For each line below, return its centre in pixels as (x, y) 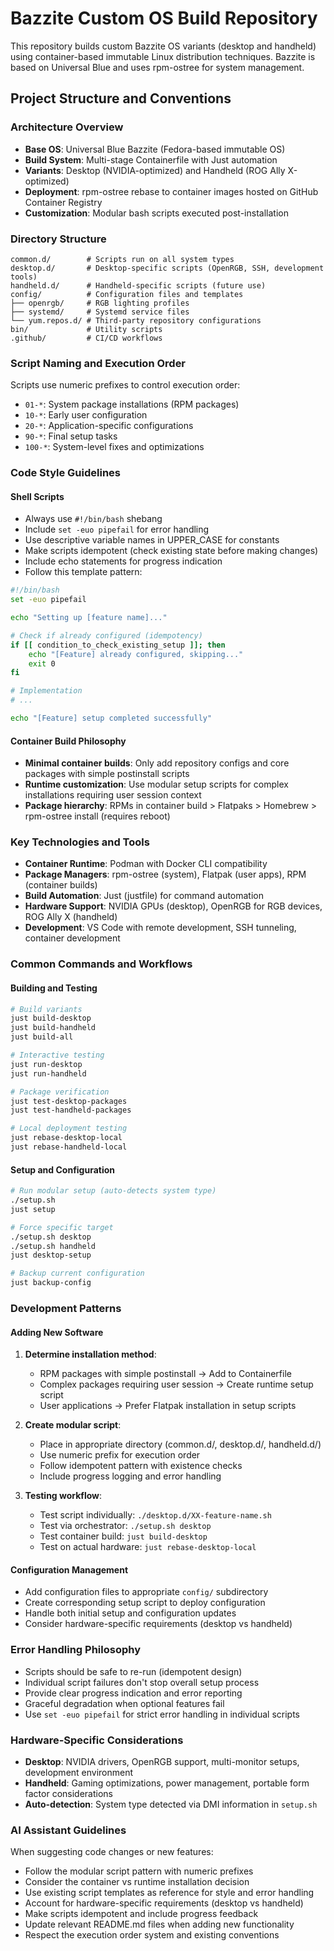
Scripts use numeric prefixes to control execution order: (125, 385)
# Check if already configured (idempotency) (106, 635)
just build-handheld (53, 1028)
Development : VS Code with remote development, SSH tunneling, (160, 928)
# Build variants (46, 1009)
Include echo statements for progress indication (123, 561)
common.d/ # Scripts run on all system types (122, 259)
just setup (33, 1209)
